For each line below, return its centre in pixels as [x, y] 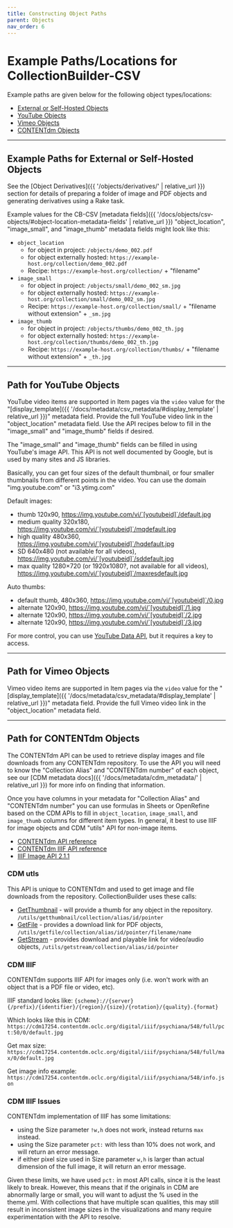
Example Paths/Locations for [92, 61]
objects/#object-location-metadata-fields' [67, 222]
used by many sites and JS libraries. [59, 459]
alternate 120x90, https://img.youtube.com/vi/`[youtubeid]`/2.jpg [110, 615]
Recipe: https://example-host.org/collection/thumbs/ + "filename [123, 349]
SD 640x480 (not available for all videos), [77, 551]
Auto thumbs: [27, 586]
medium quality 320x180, [53, 522]
